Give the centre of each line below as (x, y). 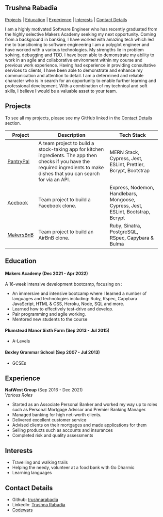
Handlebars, (123, 194)
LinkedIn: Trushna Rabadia (39, 505)
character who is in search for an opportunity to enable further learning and (81, 81)
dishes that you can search (69, 173)
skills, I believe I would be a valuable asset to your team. (61, 91)
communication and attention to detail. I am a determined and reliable (74, 75)
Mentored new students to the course (50, 319)
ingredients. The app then (68, 155)
